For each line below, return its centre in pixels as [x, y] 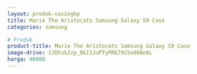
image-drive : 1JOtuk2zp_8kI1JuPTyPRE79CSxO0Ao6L [80, 53]
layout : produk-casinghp [44, 14]
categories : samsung [38, 27]
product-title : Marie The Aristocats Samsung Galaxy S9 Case [99, 47]
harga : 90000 [26, 60]
